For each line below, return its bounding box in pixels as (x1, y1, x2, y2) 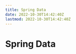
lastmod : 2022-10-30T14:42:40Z (5, 16, 71, 21)
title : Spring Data (5, 7, 46, 12)
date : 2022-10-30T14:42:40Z (5, 12, 64, 17)
